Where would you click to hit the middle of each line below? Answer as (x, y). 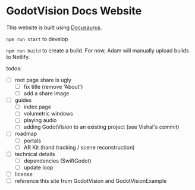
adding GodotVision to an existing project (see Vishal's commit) (101, 127)
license (23, 174)
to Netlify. (18, 57)
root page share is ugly (43, 80)
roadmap (26, 134)
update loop (38, 167)
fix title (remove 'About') (53, 87)
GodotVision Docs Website (74, 11)
